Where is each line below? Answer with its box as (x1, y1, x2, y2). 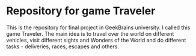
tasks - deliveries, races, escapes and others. (6, 43, 119, 50)
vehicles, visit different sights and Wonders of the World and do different (6, 36, 186, 43)
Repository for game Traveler (6, 4, 156, 18)
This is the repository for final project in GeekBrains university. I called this (6, 24, 191, 31)
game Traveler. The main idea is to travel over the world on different (6, 30, 174, 37)
